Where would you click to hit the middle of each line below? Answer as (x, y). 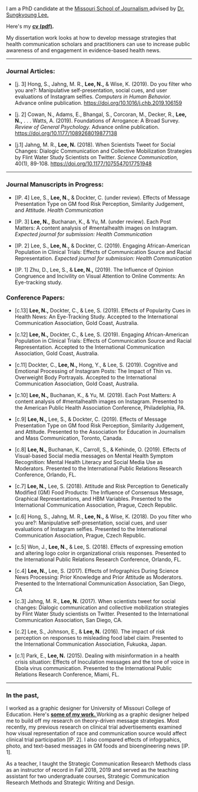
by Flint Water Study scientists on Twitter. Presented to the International (102, 614)
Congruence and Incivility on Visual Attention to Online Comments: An (100, 276)
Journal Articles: (31, 71)
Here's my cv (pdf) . (30, 26)
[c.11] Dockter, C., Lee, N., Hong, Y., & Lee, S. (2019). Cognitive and (96, 365)
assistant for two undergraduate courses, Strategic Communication (88, 776)
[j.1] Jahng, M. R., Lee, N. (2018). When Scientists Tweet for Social (95, 145)
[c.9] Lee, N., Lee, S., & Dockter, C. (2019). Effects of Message (90, 419)
